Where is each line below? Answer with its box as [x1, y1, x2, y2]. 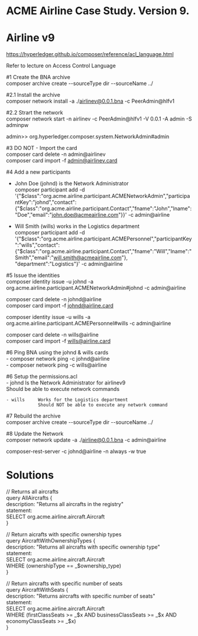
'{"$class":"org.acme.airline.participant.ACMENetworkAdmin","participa [14, 193, 190, 200]
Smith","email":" [14, 254, 54, 261]
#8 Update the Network [6, 430, 64, 438]
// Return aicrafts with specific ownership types [6, 531, 122, 538]
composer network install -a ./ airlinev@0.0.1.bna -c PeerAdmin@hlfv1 [6, 97, 175, 105]
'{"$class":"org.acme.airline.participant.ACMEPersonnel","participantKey [14, 235, 192, 243]
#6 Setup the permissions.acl [6, 373, 78, 380]
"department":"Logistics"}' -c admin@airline [14, 260, 123, 268]
